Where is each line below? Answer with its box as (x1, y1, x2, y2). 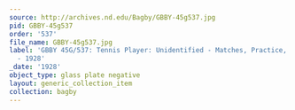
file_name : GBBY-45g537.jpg (9, 37, 113, 47)
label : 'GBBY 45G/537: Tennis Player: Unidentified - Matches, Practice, (9, 46, 288, 55)
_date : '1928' (9, 63, 62, 72)
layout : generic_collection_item (9, 79, 133, 88)
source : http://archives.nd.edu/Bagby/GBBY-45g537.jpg (9, 12, 216, 22)
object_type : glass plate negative (9, 71, 141, 80)
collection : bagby (9, 87, 77, 96)
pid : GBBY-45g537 (9, 21, 74, 30)
